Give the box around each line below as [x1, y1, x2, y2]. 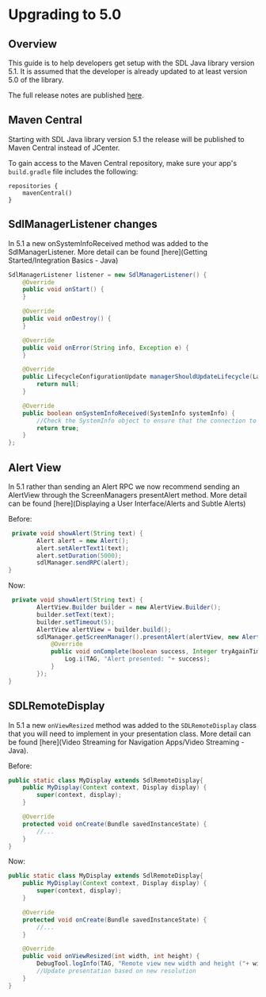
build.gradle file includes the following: [8, 167, 139, 176]
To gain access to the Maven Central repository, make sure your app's [8, 158, 237, 167]
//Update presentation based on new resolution [36, 967, 196, 975]
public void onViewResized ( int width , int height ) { [22, 953, 200, 960]
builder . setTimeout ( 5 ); [36, 618, 115, 626]
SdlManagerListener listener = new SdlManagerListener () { [8, 271, 207, 279]
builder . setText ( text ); [36, 610, 115, 618]
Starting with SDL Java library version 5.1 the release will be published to [8, 134, 245, 144]
